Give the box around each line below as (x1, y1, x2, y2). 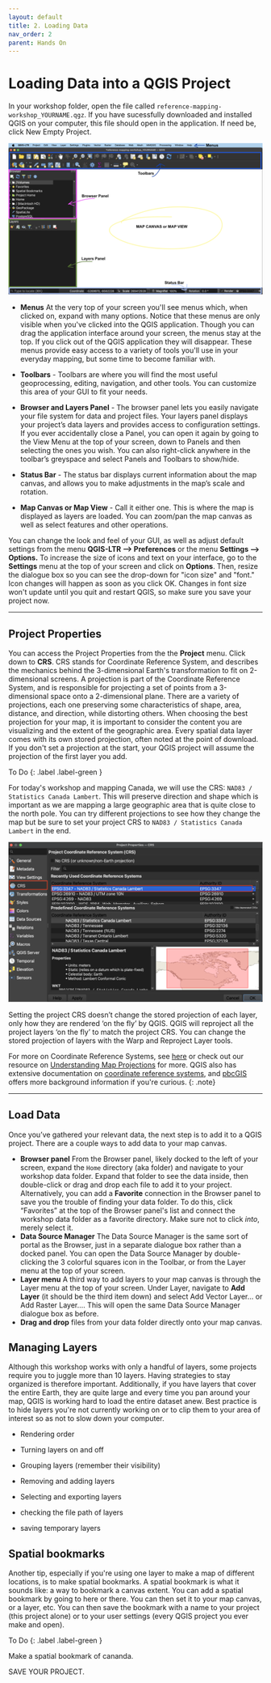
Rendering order (19, 1429, 75, 1439)
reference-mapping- (156, 103, 223, 111)
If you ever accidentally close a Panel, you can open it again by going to (19, 429, 260, 439)
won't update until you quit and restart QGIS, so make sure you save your (8, 587, 252, 597)
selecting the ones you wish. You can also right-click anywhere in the (19, 446, 251, 456)
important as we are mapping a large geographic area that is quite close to (8, 800, 256, 810)
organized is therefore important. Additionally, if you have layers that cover (8, 1380, 256, 1389)
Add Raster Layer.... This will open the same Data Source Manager (19, 1299, 240, 1310)
